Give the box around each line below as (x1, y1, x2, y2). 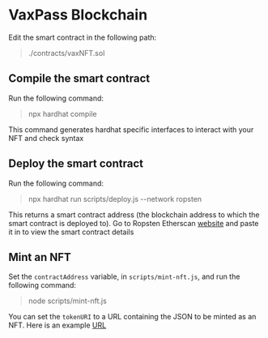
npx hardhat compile (28, 109, 97, 118)
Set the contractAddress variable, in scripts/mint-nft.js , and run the (8, 272, 240, 281)
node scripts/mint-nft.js (28, 296, 107, 306)
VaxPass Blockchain (8, 6, 148, 24)
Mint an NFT (8, 250, 71, 264)
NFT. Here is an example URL (8, 320, 107, 330)
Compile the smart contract (8, 71, 151, 86)
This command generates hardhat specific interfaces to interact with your (8, 124, 254, 135)
